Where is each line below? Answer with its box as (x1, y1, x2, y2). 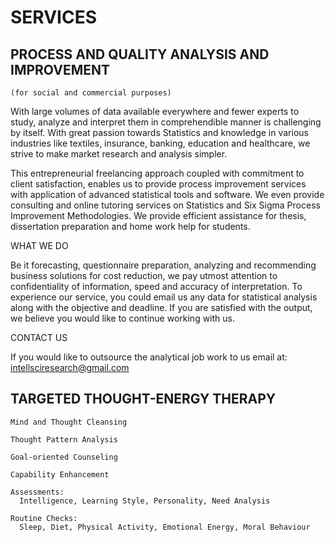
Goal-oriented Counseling (10, 452, 118, 462)
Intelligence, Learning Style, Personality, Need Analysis (19, 496, 271, 506)
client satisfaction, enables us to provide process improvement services (10, 178, 307, 190)
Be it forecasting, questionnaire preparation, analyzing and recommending (10, 259, 317, 271)
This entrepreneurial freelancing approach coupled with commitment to (10, 167, 305, 179)
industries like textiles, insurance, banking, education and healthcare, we (10, 137, 311, 149)
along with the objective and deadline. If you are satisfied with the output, (10, 302, 313, 313)
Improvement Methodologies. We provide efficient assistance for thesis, (10, 210, 307, 221)
